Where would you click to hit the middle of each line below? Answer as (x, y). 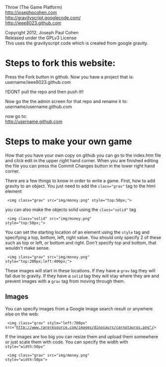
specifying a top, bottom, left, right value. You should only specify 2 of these (83, 237)
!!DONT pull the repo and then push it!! (45, 92)
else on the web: (22, 314)
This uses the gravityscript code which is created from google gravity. (77, 43)
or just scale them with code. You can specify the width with (67, 342)
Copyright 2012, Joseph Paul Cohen (42, 32)
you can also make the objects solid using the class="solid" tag (71, 209)
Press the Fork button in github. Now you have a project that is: (69, 77)
